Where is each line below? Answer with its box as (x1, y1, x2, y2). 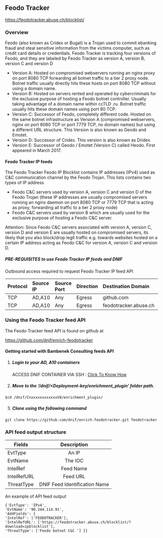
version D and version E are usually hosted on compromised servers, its (5, 229, 149, 235)
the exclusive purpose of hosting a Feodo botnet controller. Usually (12, 96, 147, 102)
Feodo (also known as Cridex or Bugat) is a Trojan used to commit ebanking (5, 40, 157, 46)
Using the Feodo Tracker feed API (5, 317, 86, 324)
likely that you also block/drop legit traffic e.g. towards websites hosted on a (5, 235, 158, 241)
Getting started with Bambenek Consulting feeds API (5, 348, 114, 354)
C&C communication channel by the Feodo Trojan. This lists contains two (5, 174, 151, 180)
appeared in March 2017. (12, 148, 62, 154)
